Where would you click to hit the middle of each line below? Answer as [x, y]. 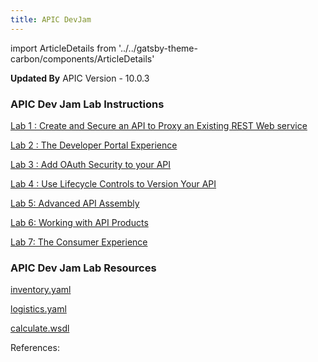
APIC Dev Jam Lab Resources [83, 268]
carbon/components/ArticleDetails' [82, 58]
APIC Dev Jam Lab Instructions [87, 104]
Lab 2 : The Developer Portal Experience [94, 145]
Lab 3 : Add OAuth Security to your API [91, 164]
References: [35, 348]
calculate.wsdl [40, 328]
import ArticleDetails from [63, 48]
